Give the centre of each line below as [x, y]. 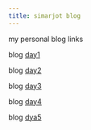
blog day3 [25, 86]
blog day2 [25, 70]
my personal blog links [46, 39]
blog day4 [25, 101]
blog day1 [24, 54]
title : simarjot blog [45, 16]
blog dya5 [25, 117]
